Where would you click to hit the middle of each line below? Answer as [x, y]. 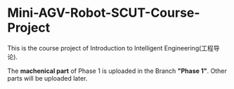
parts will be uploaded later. [47, 78]
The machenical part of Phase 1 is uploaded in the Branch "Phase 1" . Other [117, 71]
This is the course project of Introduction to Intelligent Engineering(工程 [111, 48]
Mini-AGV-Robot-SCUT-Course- [104, 13]
